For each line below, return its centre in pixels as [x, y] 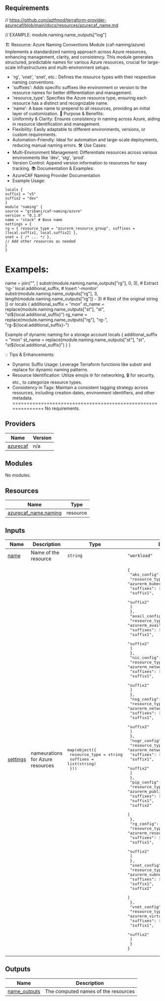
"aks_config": [146, 575]
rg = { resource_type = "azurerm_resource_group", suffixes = [70, 228]
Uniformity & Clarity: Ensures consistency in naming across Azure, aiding [86, 119]
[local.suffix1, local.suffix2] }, [41, 233]
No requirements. [62, 408]
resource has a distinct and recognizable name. [60, 103]
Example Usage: [29, 180]
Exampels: [27, 269]
